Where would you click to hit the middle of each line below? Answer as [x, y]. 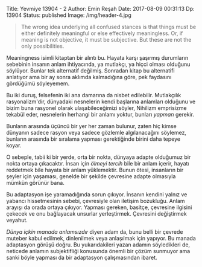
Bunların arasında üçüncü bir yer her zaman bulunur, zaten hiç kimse [91, 126]
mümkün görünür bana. [35, 183]
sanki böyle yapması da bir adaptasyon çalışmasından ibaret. [82, 257]
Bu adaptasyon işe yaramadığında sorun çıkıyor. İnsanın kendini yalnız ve [97, 195]
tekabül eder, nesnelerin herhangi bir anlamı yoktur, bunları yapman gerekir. [100, 114]
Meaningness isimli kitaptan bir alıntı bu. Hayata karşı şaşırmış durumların [97, 58]
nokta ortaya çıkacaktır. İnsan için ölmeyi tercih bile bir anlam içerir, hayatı [98, 163]
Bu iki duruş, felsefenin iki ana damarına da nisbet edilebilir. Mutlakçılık [94, 95]
